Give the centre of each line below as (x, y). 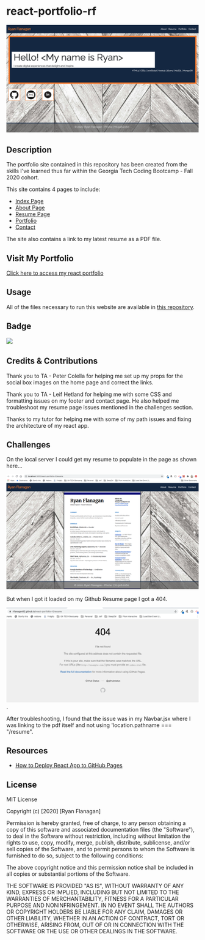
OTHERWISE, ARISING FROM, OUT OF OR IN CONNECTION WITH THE (95, 925)
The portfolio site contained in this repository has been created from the (97, 165)
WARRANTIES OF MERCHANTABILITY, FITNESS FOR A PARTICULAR (92, 899)
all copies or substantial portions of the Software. (68, 874)
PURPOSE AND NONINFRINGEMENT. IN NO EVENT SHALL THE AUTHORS (100, 905)
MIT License (22, 799)
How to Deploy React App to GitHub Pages (69, 766)
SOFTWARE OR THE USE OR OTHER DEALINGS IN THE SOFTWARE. (92, 931)
